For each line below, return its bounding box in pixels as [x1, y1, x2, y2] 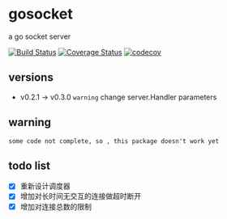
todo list [8, 158, 51, 172]
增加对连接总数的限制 [19, 201, 92, 211]
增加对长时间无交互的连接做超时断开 [19, 192, 142, 201]
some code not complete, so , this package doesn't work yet [8, 137, 220, 145]
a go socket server [8, 32, 71, 41]
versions [8, 70, 54, 85]
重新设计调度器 [19, 181, 71, 191]
